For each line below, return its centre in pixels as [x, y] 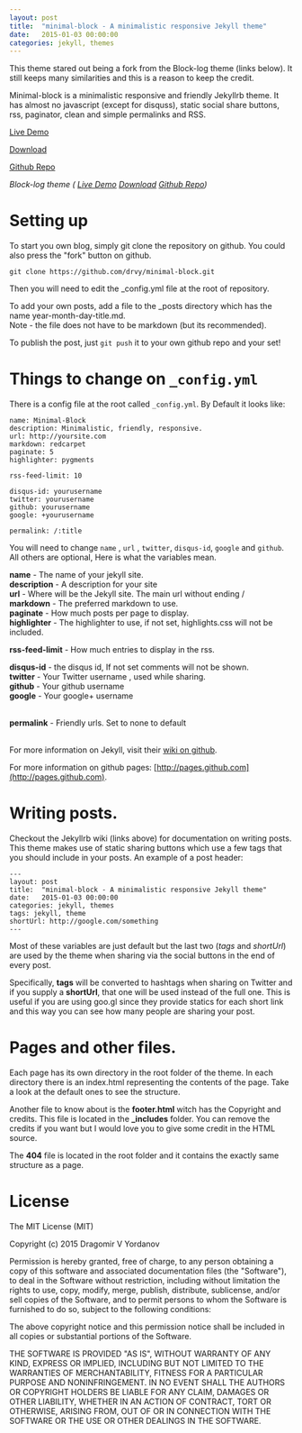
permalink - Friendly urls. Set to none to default [98, 723]
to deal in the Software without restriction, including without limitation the [145, 1280]
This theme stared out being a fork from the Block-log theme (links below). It [151, 68]
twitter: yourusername [52, 500]
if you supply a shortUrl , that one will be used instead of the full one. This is [150, 992]
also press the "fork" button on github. [80, 256]
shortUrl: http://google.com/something [84, 922]
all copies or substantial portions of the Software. [100, 1336]
